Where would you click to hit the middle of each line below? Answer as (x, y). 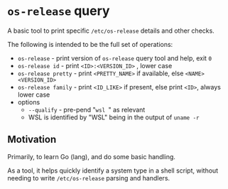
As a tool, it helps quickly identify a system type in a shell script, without (113, 171)
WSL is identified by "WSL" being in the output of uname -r (114, 117)
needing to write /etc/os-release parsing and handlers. (89, 178)
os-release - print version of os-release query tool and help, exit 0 (114, 58)
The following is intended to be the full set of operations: (90, 44)
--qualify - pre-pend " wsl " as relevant (87, 109)
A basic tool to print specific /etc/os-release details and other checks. (111, 31)
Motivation (32, 140)
